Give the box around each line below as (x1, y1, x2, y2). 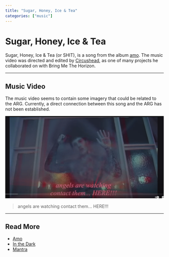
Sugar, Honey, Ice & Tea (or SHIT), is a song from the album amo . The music (5, 52, 163, 58)
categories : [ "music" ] (5, 13, 53, 19)
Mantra (12, 246, 28, 252)
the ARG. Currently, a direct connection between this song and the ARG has (5, 101, 162, 107)
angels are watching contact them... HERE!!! (17, 203, 109, 209)
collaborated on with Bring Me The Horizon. (5, 63, 96, 69)
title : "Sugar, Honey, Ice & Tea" (5, 8, 78, 13)
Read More (5, 222, 40, 231)
